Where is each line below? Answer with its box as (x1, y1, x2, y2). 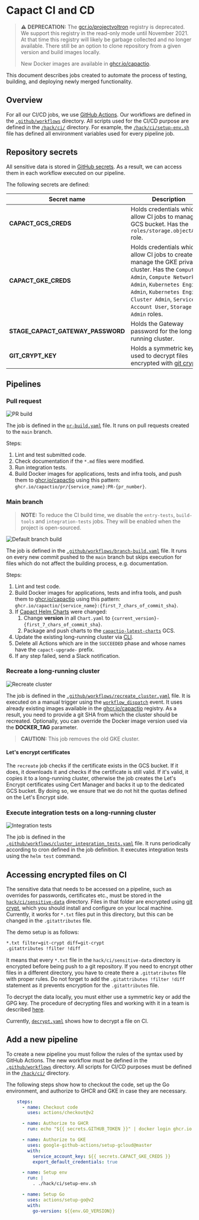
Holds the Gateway (130, 319, 184, 328)
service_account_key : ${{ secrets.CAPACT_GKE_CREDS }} (32, 1153, 171, 1159)
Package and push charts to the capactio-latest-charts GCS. (23, 627, 175, 634)
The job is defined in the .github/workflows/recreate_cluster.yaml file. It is (6, 692, 191, 699)
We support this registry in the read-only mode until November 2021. (20, 29, 189, 36)
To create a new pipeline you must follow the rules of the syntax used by (6, 1050, 184, 1058)
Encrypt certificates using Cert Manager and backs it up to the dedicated (6, 781, 185, 788)
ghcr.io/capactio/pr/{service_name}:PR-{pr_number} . (14, 483, 147, 490)
